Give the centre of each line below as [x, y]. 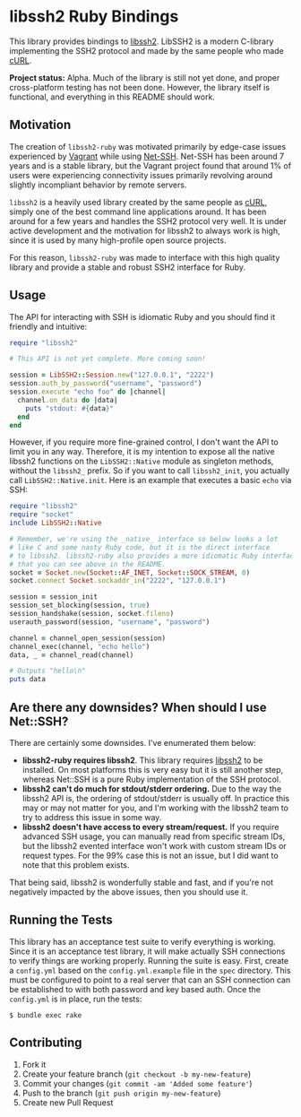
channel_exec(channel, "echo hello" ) [80, 646]
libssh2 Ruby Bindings [94, 17]
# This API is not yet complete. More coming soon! [107, 359]
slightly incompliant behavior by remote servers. [98, 185]
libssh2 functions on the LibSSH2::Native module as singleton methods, [142, 461]
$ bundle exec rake [46, 1015]
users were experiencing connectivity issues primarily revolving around [141, 175]
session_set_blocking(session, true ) [80, 606]
